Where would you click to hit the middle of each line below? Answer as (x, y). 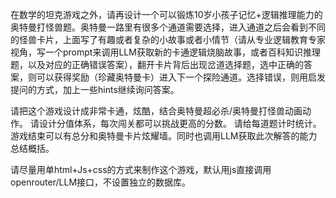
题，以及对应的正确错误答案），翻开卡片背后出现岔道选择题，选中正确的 (157, 64)
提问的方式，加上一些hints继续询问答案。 (95, 89)
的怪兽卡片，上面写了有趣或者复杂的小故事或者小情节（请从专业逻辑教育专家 (168, 39)
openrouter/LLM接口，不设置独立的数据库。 (101, 182)
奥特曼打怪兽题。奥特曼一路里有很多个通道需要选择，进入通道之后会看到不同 (168, 27)
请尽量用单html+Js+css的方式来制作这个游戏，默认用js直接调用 (141, 169)
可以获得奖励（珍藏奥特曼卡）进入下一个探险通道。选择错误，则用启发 (181, 77)
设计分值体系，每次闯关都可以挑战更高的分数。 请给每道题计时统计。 (180, 123)
